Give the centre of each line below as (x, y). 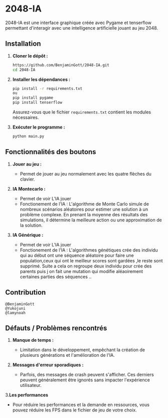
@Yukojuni (16, 308)
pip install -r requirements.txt (47, 88)
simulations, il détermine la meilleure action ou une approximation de (91, 220)
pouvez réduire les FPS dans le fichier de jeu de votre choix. (74, 410)
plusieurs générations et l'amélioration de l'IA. (67, 355)
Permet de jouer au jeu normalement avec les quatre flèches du (86, 174)
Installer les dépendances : (41, 79)
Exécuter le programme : (39, 127)
